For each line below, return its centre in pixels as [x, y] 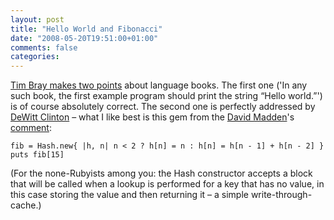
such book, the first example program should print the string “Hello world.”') [166, 96]
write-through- [281, 195]
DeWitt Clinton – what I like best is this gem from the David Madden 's [152, 117]
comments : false [44, 47]
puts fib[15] [37, 155]
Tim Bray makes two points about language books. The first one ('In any [159, 85]
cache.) [26, 205]
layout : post [37, 19]
